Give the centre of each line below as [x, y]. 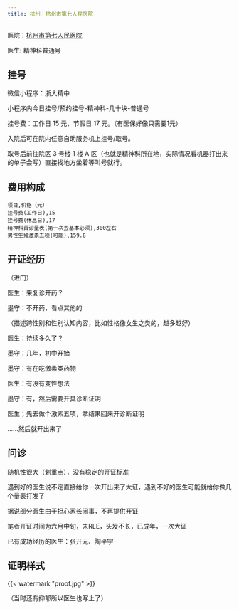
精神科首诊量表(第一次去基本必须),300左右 [62, 228]
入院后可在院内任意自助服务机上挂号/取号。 [71, 139]
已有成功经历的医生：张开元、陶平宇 [60, 541]
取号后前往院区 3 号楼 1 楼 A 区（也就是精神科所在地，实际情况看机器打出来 [118, 154]
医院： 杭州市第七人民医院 [45, 35]
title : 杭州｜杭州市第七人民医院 [51, 14]
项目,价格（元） [28, 206]
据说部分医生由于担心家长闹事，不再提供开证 [73, 511]
